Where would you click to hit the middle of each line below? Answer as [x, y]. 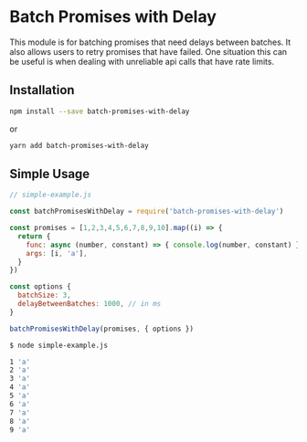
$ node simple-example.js [58, 345]
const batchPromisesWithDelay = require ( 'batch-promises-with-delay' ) [147, 212]
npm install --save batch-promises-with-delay [100, 111]
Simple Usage [50, 174]
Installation [42, 90]
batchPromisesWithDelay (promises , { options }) [102, 329]
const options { [40, 287]
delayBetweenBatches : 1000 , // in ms [90, 304]
